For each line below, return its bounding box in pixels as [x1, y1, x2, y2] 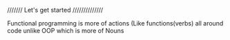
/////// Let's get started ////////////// [7, 6, 104, 14]
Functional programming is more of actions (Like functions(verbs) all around [7, 19, 224, 27]
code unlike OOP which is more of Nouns [7, 27, 124, 34]
